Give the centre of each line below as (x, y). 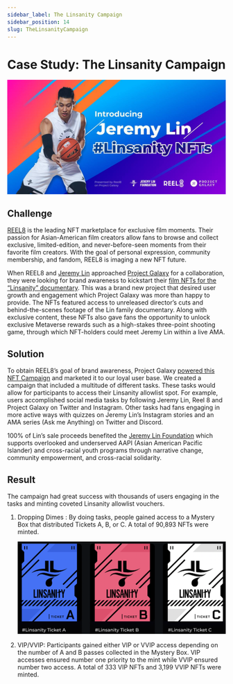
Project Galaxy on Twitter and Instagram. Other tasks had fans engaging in (114, 408)
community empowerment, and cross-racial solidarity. (84, 458)
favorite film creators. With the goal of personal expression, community (109, 253)
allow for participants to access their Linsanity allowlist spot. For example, (113, 393)
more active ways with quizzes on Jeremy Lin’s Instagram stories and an (111, 415)
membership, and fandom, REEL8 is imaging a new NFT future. (97, 259)
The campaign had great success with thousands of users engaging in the (113, 497)
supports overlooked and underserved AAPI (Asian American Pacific (105, 443)
